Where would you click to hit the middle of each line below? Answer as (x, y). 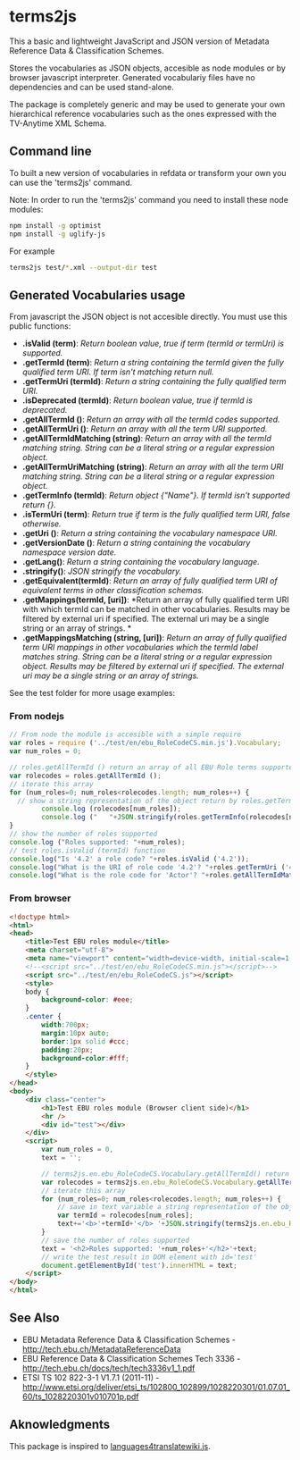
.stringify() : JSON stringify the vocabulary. (102, 571)
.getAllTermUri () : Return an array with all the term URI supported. (145, 429)
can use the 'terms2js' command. (71, 182)
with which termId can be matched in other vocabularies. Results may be (156, 609)
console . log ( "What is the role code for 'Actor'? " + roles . (121, 876)
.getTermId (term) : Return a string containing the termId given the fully (153, 363)
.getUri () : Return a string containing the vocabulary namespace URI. (150, 533)
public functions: (40, 326)
